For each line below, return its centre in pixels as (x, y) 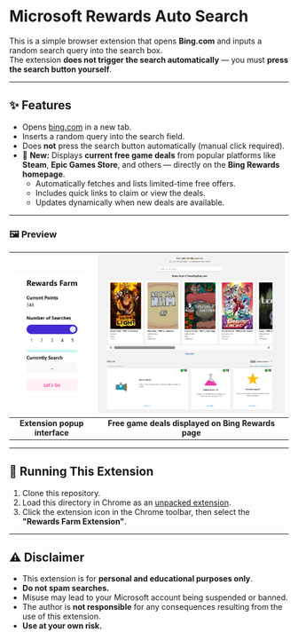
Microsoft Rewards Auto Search (129, 16)
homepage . (43, 174)
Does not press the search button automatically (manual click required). (153, 146)
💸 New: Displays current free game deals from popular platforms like (149, 155)
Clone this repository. (61, 493)
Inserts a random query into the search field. (103, 136)
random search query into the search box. (86, 50)
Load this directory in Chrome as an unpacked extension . (126, 502)
